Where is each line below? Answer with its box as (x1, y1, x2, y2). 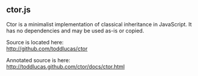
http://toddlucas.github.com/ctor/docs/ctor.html (6, 63, 125, 70)
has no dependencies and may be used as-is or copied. (6, 27, 144, 34)
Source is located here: (6, 38, 64, 45)
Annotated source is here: (6, 56, 70, 63)
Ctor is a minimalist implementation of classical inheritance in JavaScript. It (6, 20, 192, 28)
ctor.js (6, 5, 31, 15)
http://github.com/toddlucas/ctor (6, 45, 88, 52)
